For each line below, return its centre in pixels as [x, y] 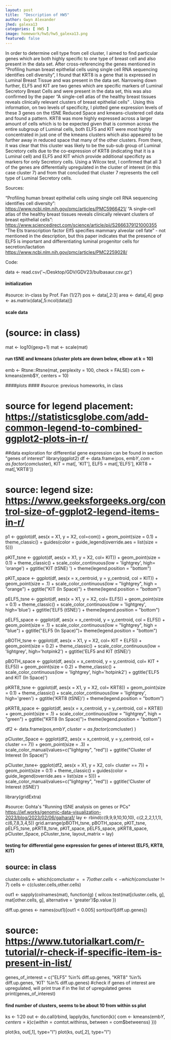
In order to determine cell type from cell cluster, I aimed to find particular [82, 53]
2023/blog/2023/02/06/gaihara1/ [40, 817]
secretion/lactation [25, 246]
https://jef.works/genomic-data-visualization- [53, 812]
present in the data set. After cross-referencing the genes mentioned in [80, 64]
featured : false [22, 39]
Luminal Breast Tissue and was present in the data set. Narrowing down [81, 80]
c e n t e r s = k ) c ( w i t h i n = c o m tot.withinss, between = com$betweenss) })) [81, 1022]
